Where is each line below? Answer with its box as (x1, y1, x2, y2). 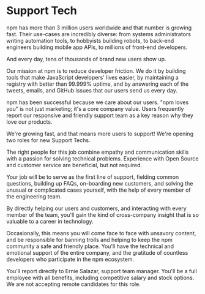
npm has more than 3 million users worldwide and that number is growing (6, 24, 192, 31)
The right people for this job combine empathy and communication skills (6, 148, 189, 156)
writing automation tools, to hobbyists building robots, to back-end (6, 37, 174, 44)
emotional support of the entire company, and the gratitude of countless (6, 249, 188, 256)
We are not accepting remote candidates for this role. (6, 280, 141, 288)
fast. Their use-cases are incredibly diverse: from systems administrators (6, 30, 192, 37)
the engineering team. (6, 192, 62, 200)
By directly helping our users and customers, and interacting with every (6, 205, 187, 212)
